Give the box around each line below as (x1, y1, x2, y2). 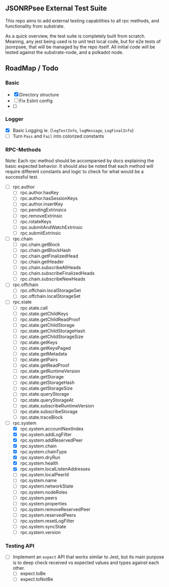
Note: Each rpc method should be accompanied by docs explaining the (5, 158, 154, 164)
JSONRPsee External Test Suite (5, 4, 107, 13)
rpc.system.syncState (20, 523, 66, 529)
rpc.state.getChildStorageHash (20, 327, 86, 334)
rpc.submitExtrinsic (20, 229, 61, 236)
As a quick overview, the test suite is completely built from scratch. (5, 33, 146, 39)
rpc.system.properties (20, 500, 67, 506)
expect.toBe (20, 571, 46, 577)
